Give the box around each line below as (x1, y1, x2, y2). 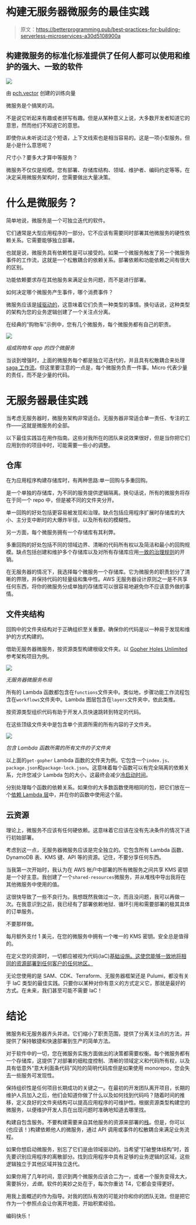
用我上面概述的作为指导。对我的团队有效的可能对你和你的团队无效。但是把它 (6, 1193, 190, 1199)
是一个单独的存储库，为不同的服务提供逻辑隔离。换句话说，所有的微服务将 (6, 490, 185, 497)
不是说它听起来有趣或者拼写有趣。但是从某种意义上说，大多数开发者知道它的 (6, 114, 190, 121)
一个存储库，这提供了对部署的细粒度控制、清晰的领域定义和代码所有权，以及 (6, 1058, 190, 1064)
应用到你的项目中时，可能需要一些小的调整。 (6, 442, 114, 449)
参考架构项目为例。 (6, 653, 52, 660)
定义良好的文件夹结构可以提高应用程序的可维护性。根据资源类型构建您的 (16, 1099, 190, 1106)
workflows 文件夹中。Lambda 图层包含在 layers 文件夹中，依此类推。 (16, 696, 179, 703)
